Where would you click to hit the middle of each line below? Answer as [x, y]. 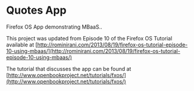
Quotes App [36, 10]
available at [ [22, 45]
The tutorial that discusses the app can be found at [69, 68]
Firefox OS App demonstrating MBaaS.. [54, 27]
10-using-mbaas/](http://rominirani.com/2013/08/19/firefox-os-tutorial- [93, 51]
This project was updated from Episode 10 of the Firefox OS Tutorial [89, 38]
